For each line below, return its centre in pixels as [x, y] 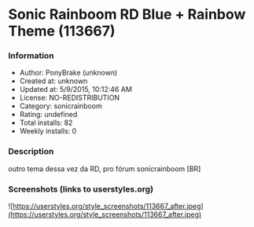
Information [31, 56]
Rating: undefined [48, 115]
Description [31, 152]
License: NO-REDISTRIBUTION [70, 98]
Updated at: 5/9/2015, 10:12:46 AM [75, 90]
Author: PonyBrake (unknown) [68, 73]
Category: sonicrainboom [61, 106]
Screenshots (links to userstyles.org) [81, 189]
